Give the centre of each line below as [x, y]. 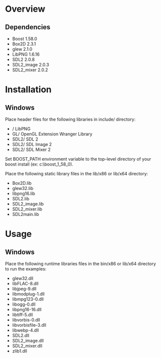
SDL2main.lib [25, 214]
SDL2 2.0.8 [23, 59]
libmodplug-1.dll [28, 294]
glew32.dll [23, 278]
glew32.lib [23, 188]
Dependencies [28, 27]
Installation [28, 90]
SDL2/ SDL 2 [25, 139]
